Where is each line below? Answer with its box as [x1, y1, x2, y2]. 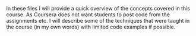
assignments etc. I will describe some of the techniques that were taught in [6, 17, 190, 24]
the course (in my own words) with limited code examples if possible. [6, 23, 176, 30]
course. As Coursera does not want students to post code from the [6, 11, 170, 18]
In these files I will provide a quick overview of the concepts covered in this [6, 5, 190, 12]
